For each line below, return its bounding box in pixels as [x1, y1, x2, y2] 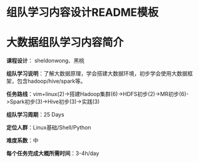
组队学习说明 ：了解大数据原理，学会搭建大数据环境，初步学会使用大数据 [6, 70, 187, 77]
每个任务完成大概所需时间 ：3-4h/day [6, 150, 99, 157]
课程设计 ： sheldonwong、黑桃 [6, 57, 85, 64]
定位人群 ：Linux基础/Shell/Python [6, 124, 91, 131]
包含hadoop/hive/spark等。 [16, 77, 86, 85]
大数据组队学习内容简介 [6, 36, 124, 49]
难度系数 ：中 [6, 137, 38, 144]
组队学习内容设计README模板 [6, 5, 159, 19]
